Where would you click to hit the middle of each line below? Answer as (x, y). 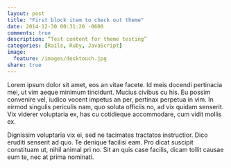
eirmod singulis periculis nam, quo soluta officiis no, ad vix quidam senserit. (115, 106)
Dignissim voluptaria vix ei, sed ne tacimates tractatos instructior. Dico (108, 135)
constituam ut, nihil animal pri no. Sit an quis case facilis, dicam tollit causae (115, 149)
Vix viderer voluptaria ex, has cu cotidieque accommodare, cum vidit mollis (114, 114)
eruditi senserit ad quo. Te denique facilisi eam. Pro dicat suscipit (101, 142)
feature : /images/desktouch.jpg (60, 59)
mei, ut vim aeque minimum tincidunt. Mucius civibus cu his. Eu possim (109, 92)
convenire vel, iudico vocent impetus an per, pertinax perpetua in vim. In (110, 99)
